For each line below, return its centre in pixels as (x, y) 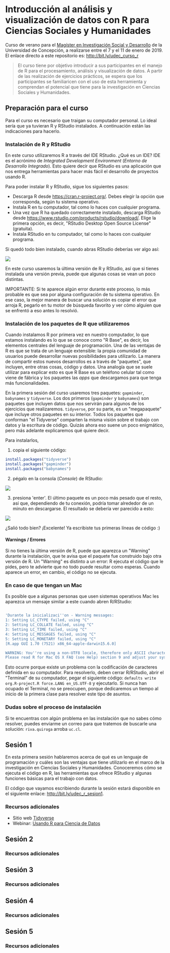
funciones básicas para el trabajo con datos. (52, 778)
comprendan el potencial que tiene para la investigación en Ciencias (89, 87)
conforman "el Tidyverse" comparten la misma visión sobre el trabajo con (82, 420)
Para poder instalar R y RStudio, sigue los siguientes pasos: (67, 187)
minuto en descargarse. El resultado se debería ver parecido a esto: (83, 508)
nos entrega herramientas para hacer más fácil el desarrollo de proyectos (82, 172)
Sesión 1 (18, 745)
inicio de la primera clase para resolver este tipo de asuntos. (68, 694)
